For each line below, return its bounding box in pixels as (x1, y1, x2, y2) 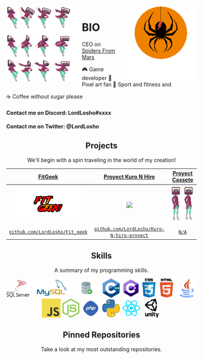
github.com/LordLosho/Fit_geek (8, 229, 88, 235)
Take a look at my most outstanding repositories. (41, 346, 162, 353)
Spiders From (82, 47, 115, 54)
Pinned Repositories (62, 329, 141, 340)
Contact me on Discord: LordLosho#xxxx (6, 109, 112, 116)
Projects (85, 140, 118, 151)
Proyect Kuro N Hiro (103, 173, 155, 180)
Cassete (172, 176, 193, 183)
